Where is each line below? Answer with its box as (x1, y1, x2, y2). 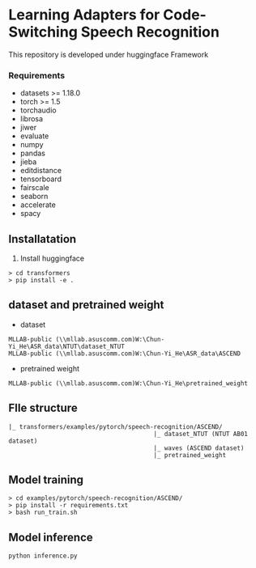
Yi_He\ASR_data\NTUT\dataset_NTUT (8, 342, 126, 350)
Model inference (8, 530, 93, 544)
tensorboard (19, 174, 62, 184)
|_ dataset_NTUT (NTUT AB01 (153, 430, 249, 438)
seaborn (19, 192, 49, 201)
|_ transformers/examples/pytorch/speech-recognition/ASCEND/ (8, 422, 223, 430)
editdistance (19, 166, 62, 176)
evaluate (19, 131, 49, 141)
